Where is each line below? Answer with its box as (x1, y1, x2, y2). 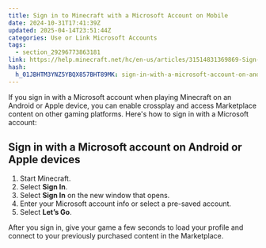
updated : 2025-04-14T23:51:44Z (8, 26, 112, 34)
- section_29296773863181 (15, 48, 101, 56)
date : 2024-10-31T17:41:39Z (8, 19, 101, 27)
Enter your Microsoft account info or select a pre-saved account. (19, 199, 232, 208)
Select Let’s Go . (19, 208, 73, 217)
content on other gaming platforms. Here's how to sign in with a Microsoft (8, 109, 249, 119)
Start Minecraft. (19, 174, 71, 183)
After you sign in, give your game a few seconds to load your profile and (8, 223, 244, 232)
